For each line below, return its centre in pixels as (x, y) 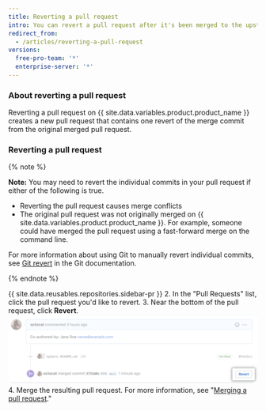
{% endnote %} (34, 279)
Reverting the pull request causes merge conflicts (101, 206)
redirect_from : (33, 33)
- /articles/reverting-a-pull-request (80, 42)
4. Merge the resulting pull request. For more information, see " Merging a (127, 390)
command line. (44, 239)
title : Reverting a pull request (63, 17)
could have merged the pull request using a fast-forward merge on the (135, 231)
